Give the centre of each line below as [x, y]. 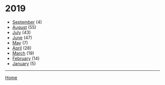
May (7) [20, 42]
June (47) [22, 38]
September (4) [27, 22]
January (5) [24, 64]
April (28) [22, 48]
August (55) [24, 27]
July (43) [21, 32]
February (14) [26, 58]
